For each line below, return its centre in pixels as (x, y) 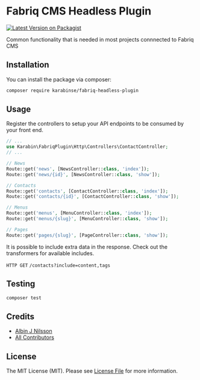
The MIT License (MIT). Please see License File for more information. (92, 371)
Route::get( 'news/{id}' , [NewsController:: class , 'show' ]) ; (83, 174)
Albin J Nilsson (33, 331)
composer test (24, 298)
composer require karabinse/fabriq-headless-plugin (72, 90)
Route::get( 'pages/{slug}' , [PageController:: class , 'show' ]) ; (87, 235)
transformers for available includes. (50, 253)
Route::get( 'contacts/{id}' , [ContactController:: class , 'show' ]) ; (93, 197)
